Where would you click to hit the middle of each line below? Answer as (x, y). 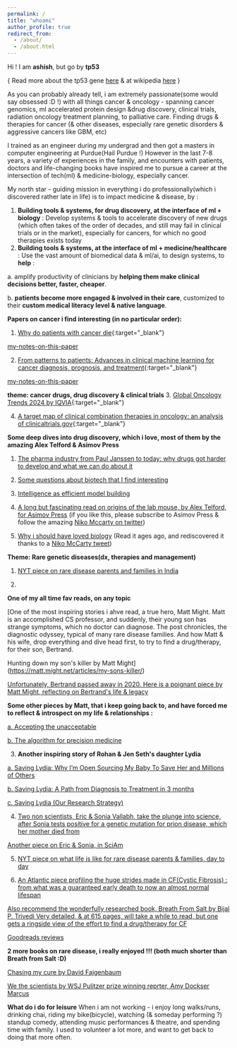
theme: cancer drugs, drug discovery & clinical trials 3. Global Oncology (115, 395)
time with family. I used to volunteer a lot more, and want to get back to (110, 1030)
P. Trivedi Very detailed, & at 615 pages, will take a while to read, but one (113, 916)
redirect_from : (30, 34)
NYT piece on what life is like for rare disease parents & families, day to (121, 859)
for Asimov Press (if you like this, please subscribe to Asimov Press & (118, 514)
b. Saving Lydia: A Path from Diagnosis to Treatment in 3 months (101, 789)
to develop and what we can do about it (75, 466)
